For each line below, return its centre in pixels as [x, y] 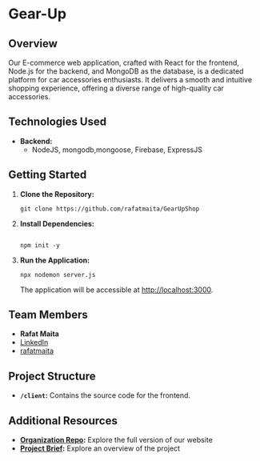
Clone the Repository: [57, 194]
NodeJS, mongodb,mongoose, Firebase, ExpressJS [117, 150]
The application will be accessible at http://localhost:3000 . [116, 290]
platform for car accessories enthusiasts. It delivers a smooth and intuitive [130, 80]
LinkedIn [34, 343]
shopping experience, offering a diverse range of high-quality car [116, 88]
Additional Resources [63, 421]
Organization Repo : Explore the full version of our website [116, 440]
